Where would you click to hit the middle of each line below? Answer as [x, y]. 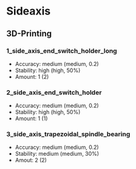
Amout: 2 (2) [31, 160]
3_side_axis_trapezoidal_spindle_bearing [68, 134]
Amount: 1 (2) [32, 76]
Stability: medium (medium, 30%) [57, 154]
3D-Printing [29, 34]
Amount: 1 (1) [31, 119]
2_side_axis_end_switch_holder [54, 92]
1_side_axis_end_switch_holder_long [62, 51]
